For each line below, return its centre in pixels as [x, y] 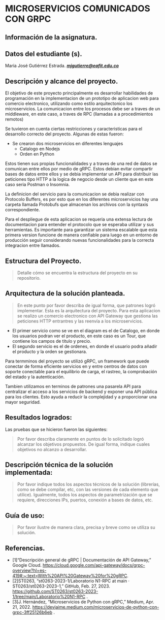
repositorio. [29, 278]
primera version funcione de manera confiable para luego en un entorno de [82, 235]
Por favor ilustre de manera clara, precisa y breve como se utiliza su [86, 527]
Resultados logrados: [39, 417]
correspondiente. [23, 210]
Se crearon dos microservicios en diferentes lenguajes [67, 144]
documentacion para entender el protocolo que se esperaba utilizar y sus [80, 225]
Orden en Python [37, 154]
